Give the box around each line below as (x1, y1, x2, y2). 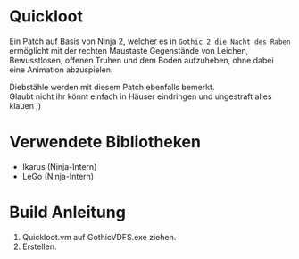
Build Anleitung (9, 203, 127, 222)
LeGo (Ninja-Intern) (21, 171, 95, 181)
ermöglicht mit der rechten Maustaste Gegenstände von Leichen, (9, 45, 249, 55)
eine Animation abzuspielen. (9, 64, 113, 75)
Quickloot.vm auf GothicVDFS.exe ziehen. (21, 231, 177, 242)
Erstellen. (21, 241, 57, 252)
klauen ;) (9, 100, 42, 111)
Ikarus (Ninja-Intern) (21, 161, 97, 171)
